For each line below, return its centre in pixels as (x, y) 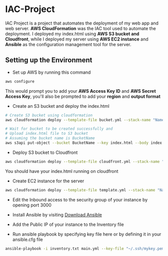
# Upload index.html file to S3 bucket (47, 134)
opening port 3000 (32, 205)
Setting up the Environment (49, 60)
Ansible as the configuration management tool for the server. (68, 44)
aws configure (20, 81)
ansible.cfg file (28, 239)
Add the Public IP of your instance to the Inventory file (68, 224)
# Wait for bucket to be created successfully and (59, 129)
